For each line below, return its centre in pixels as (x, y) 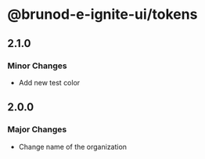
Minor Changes (37, 66)
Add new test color (49, 82)
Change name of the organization (72, 146)
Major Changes (37, 129)
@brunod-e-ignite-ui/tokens (102, 14)
